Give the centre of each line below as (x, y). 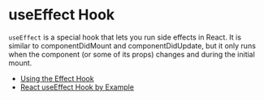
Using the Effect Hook (57, 78)
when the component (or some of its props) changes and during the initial (132, 54)
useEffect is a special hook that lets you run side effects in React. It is (125, 37)
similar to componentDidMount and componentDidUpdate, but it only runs (132, 45)
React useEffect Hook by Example (77, 87)
